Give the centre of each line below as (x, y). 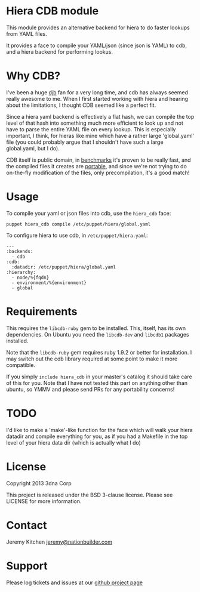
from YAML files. (27, 33)
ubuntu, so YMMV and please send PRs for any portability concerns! (90, 389)
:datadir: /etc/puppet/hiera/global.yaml (64, 267)
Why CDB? (33, 76)
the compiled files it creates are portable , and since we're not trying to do (96, 166)
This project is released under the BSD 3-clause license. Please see (90, 495)
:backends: (20, 251)
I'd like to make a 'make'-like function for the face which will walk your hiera (99, 430)
